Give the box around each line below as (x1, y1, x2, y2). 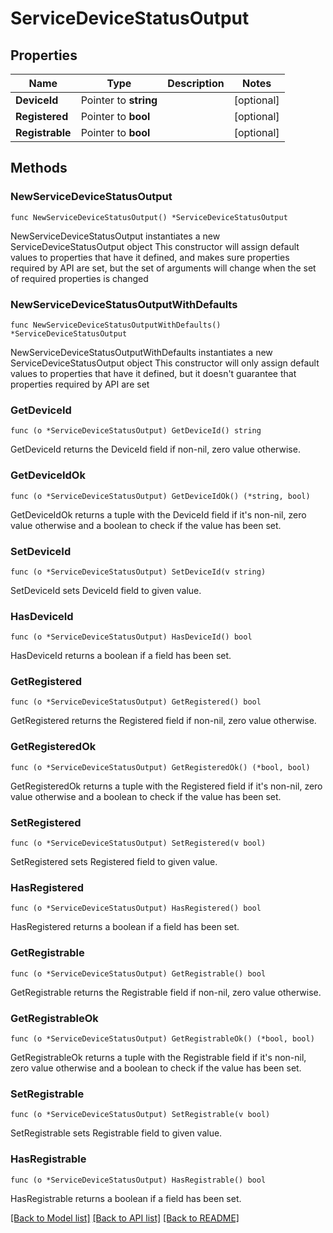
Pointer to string (80, 93, 158, 107)
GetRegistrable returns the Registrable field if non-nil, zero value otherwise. (10, 986, 322, 998)
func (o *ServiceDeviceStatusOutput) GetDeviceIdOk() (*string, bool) (10, 491, 311, 501)
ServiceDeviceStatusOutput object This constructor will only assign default (10, 357, 320, 369)
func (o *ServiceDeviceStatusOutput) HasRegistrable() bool (10, 1175, 267, 1185)
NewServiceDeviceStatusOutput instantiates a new (10, 230, 221, 242)
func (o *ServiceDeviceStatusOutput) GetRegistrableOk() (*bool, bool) (10, 1033, 315, 1044)
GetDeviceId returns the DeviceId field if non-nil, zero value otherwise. (10, 443, 301, 456)
